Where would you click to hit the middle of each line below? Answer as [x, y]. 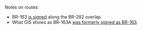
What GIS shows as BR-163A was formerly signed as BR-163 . [75, 22]
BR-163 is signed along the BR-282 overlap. [57, 17]
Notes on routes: [22, 7]
